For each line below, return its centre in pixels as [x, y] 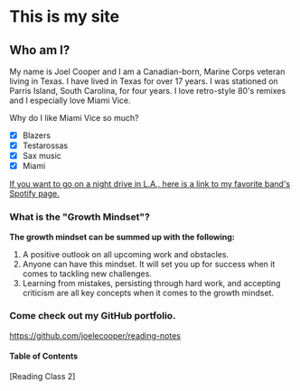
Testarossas [45, 145]
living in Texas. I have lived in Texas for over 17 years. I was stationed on [144, 81]
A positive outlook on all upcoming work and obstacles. [125, 254]
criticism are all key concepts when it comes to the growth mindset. [148, 293]
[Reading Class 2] [42, 377]
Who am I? [40, 50]
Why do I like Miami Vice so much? [74, 118]
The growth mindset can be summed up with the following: [122, 237]
